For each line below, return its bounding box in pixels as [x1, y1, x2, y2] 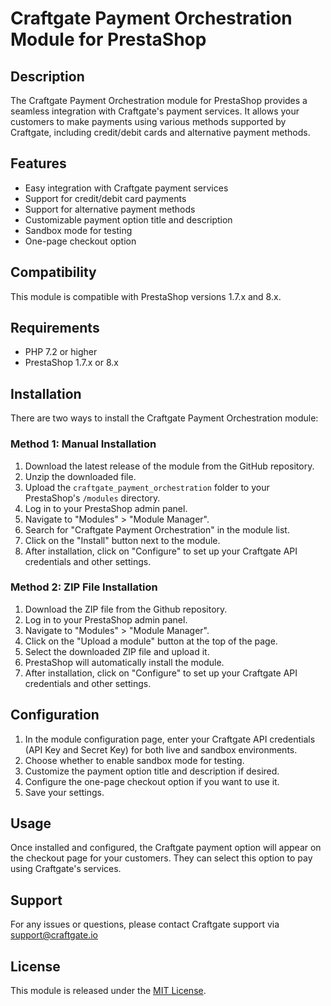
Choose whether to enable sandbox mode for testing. [24, 754, 245, 766]
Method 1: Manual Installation [10, 437, 157, 451]
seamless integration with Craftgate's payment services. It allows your [10, 105, 300, 117]
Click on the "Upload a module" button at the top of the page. [24, 635, 278, 647]
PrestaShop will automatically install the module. [24, 656, 225, 668]
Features [10, 155, 67, 172]
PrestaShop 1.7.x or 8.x [24, 357, 119, 369]
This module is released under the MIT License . [10, 985, 207, 997]
